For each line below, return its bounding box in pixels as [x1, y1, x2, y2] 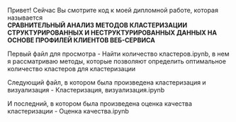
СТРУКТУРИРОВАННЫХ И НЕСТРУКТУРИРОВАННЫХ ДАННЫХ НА [7, 28, 218, 37]
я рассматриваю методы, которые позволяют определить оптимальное [7, 57, 227, 66]
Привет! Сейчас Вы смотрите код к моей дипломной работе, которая [7, 6, 218, 14]
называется [7, 13, 43, 22]
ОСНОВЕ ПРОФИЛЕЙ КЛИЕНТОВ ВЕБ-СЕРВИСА [7, 36, 156, 44]
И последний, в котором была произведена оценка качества [7, 99, 193, 108]
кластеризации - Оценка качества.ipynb [7, 107, 130, 115]
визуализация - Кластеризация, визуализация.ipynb [7, 86, 165, 94]
